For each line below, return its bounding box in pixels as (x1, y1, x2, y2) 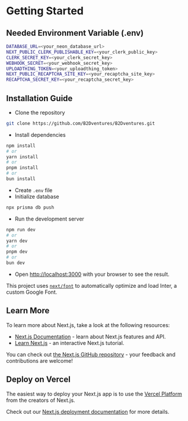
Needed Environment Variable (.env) (6, 28, 144, 38)
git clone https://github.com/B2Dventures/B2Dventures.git (6, 120, 155, 126)
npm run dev (6, 227, 36, 233)
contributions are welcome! (6, 357, 73, 364)
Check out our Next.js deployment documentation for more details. (6, 408, 170, 415)
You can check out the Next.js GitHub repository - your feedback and (6, 351, 176, 358)
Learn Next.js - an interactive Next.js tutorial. (14, 339, 125, 346)
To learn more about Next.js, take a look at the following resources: (6, 321, 170, 328)
